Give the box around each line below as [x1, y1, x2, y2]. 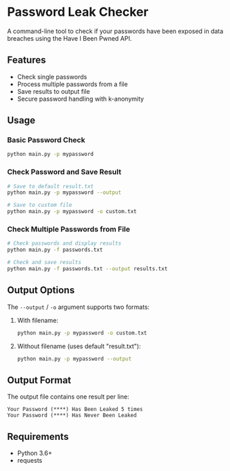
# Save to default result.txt [7, 183, 94, 190]
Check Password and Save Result [7, 167, 122, 177]
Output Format [7, 374, 72, 386]
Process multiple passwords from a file [17, 80, 128, 88]
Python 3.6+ [17, 449, 53, 457]
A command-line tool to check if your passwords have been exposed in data [7, 27, 224, 35]
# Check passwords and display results [7, 240, 122, 247]
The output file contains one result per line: [7, 392, 129, 401]
